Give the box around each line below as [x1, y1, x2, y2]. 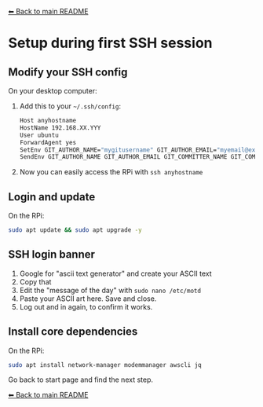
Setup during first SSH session [8, 35, 213, 52]
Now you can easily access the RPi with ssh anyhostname [19, 167, 203, 177]
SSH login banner [8, 247, 96, 262]
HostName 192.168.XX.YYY [19, 123, 101, 132]
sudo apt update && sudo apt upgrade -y [8, 226, 143, 234]
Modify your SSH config [8, 65, 128, 79]
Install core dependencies [8, 325, 138, 339]
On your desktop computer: [8, 86, 97, 95]
